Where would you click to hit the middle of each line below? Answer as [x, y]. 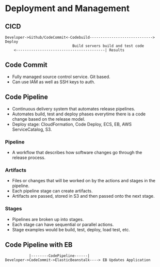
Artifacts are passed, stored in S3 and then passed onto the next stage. [83, 196]
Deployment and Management [67, 8]
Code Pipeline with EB [39, 244]
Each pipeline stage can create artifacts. [52, 191]
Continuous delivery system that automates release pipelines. [74, 109]
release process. [29, 157]
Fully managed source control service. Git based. [61, 77]
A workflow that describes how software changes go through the [77, 152]
